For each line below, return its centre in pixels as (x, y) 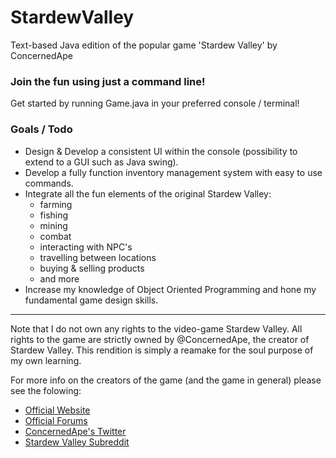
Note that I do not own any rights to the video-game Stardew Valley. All (156, 328)
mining (53, 225)
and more (59, 278)
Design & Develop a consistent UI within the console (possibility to (161, 151)
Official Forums (56, 420)
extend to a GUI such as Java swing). (101, 162)
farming (56, 204)
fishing (54, 215)
